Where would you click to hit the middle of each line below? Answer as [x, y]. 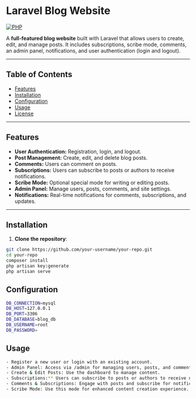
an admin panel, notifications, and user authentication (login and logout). [93, 50]
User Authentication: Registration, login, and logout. [78, 151]
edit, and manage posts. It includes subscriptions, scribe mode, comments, [96, 44]
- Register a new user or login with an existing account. [79, 362]
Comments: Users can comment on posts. [66, 164]
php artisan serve [28, 271]
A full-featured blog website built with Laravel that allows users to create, [95, 38]
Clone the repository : [41, 239]
